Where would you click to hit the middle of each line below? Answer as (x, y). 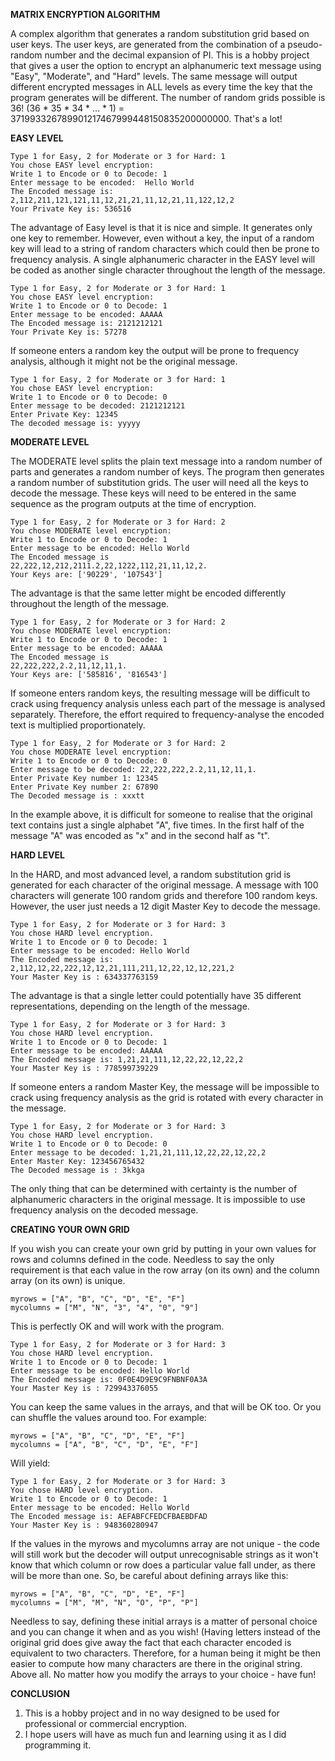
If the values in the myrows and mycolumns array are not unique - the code (165, 1543)
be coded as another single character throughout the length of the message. (168, 270)
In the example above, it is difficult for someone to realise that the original (161, 814)
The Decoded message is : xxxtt (77, 796)
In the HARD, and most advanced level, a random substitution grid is (151, 874)
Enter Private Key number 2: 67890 (84, 787)
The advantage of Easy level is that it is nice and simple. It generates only (161, 227)
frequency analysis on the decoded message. (104, 1210)
